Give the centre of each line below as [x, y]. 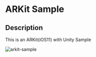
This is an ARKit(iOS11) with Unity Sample [48, 39]
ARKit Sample [35, 9]
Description [24, 28]
